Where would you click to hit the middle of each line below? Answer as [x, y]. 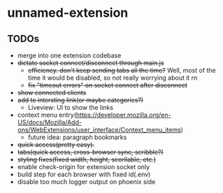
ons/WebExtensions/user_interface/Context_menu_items [99, 130]
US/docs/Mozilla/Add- [50, 122]
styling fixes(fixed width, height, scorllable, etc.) [87, 159]
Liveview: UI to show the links [71, 107]
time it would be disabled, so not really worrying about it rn [113, 78]
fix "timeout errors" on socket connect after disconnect [107, 85]
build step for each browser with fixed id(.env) [84, 174]
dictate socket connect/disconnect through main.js [91, 63]
